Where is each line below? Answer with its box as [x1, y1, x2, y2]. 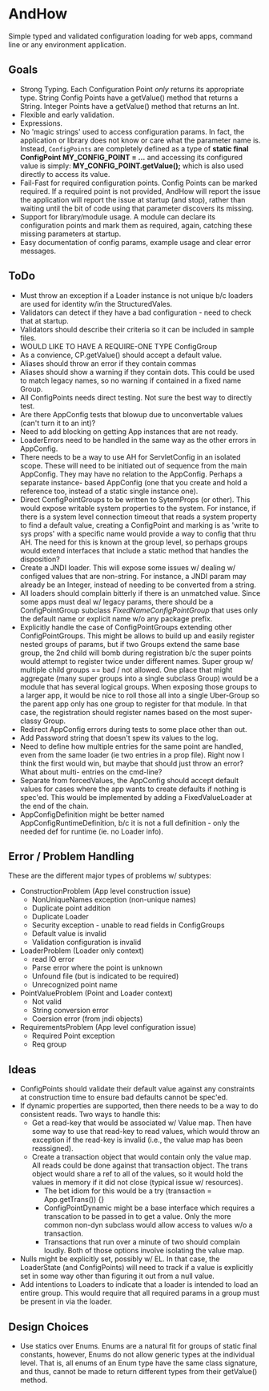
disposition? [19, 554, 60, 564]
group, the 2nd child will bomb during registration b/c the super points [19, 648, 252, 657]
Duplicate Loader [31, 912, 90, 922]
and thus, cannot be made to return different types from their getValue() [19, 1367, 258, 1376]
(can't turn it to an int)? [19, 418, 96, 428]
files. [19, 333, 37, 343]
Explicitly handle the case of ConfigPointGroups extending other [19, 622, 232, 632]
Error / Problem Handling [8, 850, 134, 863]
